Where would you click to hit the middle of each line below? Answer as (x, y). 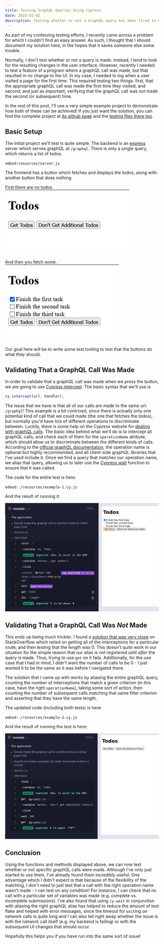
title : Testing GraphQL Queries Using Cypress (53, 10)
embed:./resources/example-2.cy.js (41, 718)
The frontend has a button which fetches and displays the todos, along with (81, 173)
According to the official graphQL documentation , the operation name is (77, 447)
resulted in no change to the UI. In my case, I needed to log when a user (77, 76)
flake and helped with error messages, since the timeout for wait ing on (76, 911)
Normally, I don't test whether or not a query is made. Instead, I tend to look (81, 60)
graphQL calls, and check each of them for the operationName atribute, (76, 436)
